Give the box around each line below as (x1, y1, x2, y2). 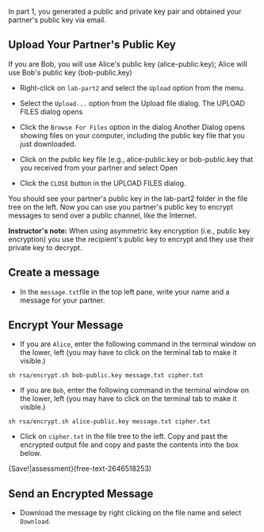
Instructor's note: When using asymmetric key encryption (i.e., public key (8, 226, 251, 235)
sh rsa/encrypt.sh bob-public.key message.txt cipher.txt (8, 372, 204, 380)
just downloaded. (19, 139, 77, 148)
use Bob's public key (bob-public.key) (8, 67, 132, 77)
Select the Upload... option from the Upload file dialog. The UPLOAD (19, 98, 246, 108)
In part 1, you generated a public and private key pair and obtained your (8, 7, 242, 16)
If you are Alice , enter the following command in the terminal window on (19, 339, 256, 349)
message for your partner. (19, 295, 105, 305)
